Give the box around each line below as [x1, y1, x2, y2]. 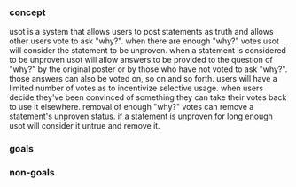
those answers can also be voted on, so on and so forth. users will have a [9, 74, 277, 84]
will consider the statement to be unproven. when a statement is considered [9, 45, 286, 56]
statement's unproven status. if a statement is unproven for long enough [9, 111, 273, 121]
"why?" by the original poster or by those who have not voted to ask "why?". [9, 64, 288, 74]
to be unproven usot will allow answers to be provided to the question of [9, 55, 273, 66]
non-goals [9, 167, 55, 179]
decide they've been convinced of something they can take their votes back [9, 92, 287, 103]
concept [9, 6, 46, 19]
